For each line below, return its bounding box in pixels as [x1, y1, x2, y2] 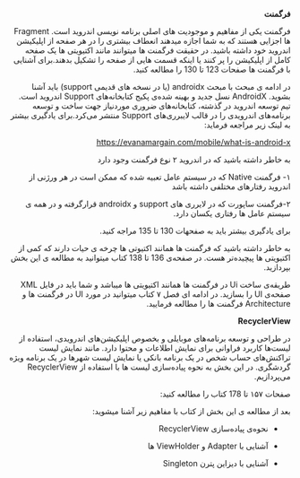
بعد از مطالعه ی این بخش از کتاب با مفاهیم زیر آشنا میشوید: [92, 406, 291, 416]
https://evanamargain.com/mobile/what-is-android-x [96, 137, 291, 147]
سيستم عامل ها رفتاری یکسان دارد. [173, 208, 291, 219]
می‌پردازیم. [253, 371, 291, 381]
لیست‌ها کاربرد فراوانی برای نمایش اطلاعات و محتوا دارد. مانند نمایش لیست [39, 343, 291, 353]
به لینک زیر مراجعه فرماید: [203, 119, 291, 130]
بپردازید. [262, 262, 291, 273]
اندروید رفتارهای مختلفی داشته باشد [172, 181, 291, 192]
